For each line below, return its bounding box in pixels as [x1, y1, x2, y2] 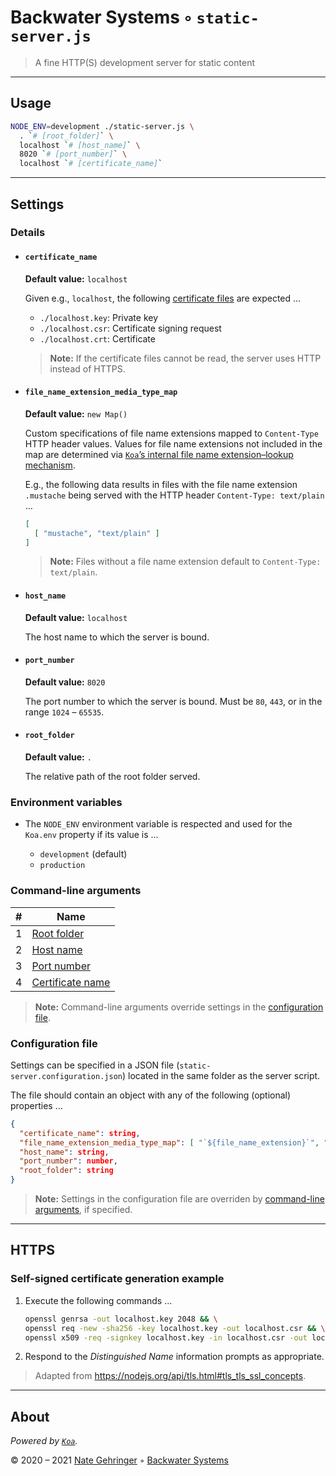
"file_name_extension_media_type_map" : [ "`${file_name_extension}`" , [19, 1137, 320, 1148]
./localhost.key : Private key [39, 311, 159, 323]
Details [10, 226, 46, 240]
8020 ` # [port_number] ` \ [19, 149, 128, 160]
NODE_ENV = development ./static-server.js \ [10, 121, 195, 131]
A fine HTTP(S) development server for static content [34, 56, 255, 68]
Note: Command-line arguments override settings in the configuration [34, 1001, 324, 1013]
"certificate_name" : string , [19, 1128, 141, 1138]
